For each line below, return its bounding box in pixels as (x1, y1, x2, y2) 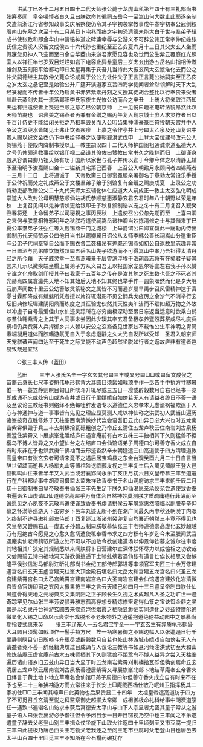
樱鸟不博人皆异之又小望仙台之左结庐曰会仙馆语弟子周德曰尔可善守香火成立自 (6, 439, 197, 446)
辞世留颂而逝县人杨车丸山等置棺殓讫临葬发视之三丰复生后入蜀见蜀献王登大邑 (6, 462, 197, 469)
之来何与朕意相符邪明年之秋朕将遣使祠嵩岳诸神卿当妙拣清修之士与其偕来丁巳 (6, 217, 197, 224)
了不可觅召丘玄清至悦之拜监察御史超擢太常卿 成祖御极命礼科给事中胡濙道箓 (6, 696, 197, 703)
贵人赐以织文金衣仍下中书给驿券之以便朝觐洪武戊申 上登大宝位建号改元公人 (6, 134, 197, 141)
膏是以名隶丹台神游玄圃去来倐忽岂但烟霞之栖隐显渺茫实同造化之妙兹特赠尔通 (6, 605, 197, 613)
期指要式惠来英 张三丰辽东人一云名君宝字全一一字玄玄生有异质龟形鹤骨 (6, 621, 193, 628)
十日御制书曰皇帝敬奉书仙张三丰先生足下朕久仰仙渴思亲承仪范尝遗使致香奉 (11, 484, 197, 492)
